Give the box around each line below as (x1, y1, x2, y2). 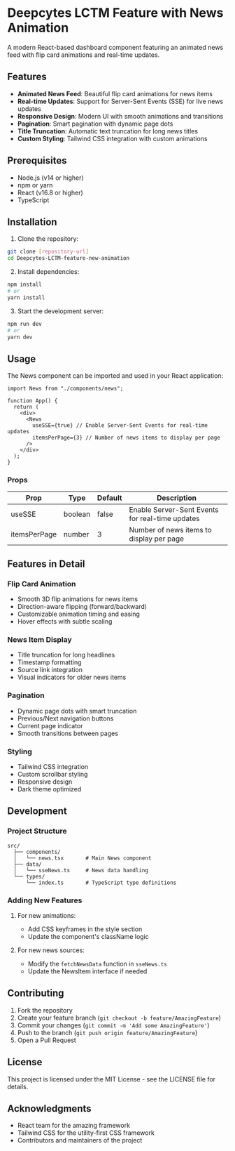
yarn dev (7, 334, 33, 341)
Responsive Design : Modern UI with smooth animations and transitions (17, 112, 224, 120)
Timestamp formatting (17, 658, 82, 666)
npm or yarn (17, 180, 53, 189)
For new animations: (17, 912, 76, 920)
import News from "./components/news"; (7, 385, 124, 393)
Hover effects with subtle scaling (17, 617, 113, 626)
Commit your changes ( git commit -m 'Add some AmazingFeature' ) (17, 1020, 210, 1030)
